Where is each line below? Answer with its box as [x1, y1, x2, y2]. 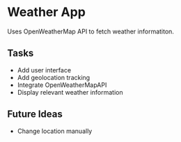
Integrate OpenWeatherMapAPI [17, 81, 107, 89]
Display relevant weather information [17, 88, 123, 96]
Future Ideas [7, 109, 63, 120]
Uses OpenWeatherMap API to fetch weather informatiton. [7, 27, 174, 35]
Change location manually [17, 127, 93, 135]
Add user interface [17, 65, 72, 74]
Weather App [7, 4, 86, 20]
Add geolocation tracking [17, 73, 90, 81]
